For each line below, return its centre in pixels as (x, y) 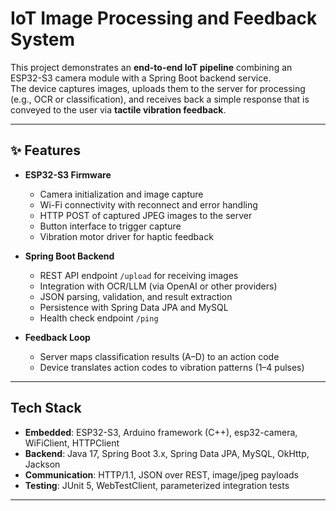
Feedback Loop (57, 337)
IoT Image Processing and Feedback (164, 18)
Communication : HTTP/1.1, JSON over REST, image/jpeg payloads (161, 474)
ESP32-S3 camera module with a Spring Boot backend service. (141, 78)
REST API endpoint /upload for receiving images (139, 275)
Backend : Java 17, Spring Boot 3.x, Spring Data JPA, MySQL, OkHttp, (167, 453)
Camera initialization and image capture (121, 194)
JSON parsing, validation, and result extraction (136, 296)
